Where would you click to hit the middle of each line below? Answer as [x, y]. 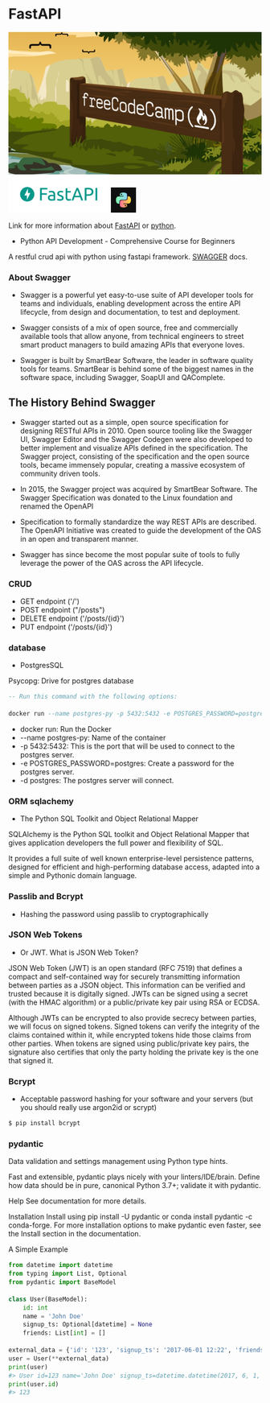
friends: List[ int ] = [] [64, 1333]
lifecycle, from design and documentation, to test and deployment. [130, 312]
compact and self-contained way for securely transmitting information [125, 976]
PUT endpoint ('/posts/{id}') [66, 627]
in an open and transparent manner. [79, 539]
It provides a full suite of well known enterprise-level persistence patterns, [131, 859]
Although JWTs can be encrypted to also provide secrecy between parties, [133, 1017]
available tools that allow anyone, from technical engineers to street [132, 336]
